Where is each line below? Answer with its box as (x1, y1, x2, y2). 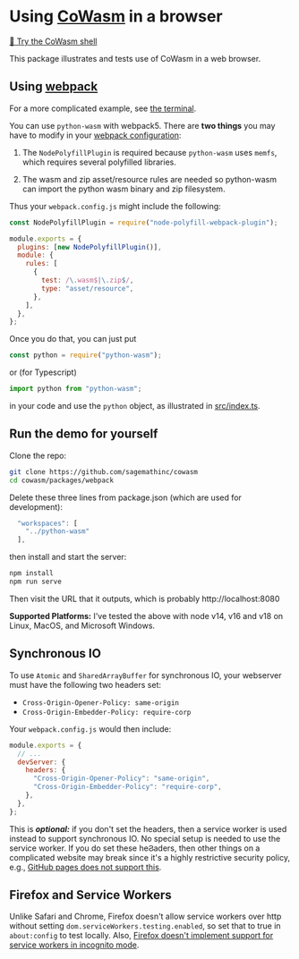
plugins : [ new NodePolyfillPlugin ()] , (17, 242, 163, 251)
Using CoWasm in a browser (9, 6, 223, 27)
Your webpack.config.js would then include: (9, 723, 172, 734)
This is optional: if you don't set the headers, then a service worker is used (9, 823, 287, 834)
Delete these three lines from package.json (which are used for (9, 492, 242, 503)
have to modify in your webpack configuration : (9, 130, 182, 140)
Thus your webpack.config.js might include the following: (9, 200, 221, 211)
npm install (9, 569, 54, 578)
